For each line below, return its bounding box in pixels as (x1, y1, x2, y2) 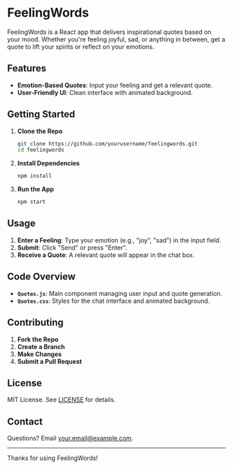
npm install (17, 172, 52, 179)
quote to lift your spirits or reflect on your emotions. (7, 42, 155, 51)
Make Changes (17, 350, 62, 358)
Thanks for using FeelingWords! (7, 454, 98, 462)
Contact (7, 416, 43, 427)
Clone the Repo (17, 127, 63, 135)
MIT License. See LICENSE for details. (7, 396, 116, 404)
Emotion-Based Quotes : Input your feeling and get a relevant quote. (17, 81, 213, 89)
